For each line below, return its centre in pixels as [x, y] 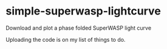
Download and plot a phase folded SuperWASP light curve [79, 28]
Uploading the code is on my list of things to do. [66, 39]
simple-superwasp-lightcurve [83, 11]
